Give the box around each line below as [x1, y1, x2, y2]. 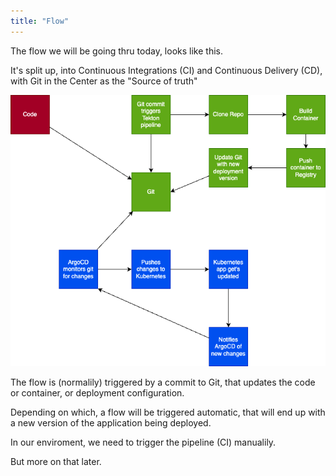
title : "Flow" [10, 16, 70, 26]
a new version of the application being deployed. [10, 416, 212, 429]
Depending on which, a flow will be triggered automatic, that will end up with [10, 406, 326, 418]
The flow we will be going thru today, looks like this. [10, 45, 223, 57]
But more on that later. [10, 455, 102, 467]
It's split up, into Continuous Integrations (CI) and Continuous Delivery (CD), [10, 64, 323, 76]
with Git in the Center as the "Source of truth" [10, 75, 198, 87]
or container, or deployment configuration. [10, 386, 185, 399]
